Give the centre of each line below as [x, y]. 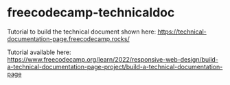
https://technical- [182, 32]
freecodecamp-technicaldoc [91, 13]
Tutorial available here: [39, 52]
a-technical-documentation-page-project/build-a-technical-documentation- [115, 66]
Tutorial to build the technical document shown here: [82, 32]
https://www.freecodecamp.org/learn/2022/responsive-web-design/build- [113, 59]
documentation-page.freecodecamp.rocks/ [68, 38]
